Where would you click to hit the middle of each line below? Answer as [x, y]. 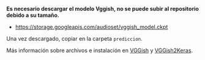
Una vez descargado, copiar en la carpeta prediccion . [74, 38]
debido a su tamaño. [33, 15]
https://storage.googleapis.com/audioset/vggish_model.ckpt [91, 27]
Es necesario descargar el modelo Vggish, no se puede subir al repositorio [102, 9]
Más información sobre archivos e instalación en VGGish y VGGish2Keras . [100, 50]
